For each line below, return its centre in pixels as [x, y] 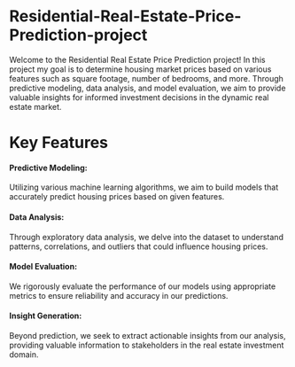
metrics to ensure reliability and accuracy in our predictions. [119, 295]
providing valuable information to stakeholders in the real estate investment [147, 345]
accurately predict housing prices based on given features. [117, 197]
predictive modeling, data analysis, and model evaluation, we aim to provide [147, 88]
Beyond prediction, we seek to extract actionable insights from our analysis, [147, 335]
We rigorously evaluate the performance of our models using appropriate [143, 286]
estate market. [35, 106]
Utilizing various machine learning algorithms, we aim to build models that [144, 187]
